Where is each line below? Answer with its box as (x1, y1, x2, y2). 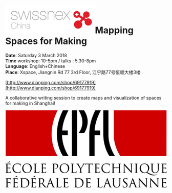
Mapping (95, 25, 134, 36)
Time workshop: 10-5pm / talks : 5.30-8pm (5, 58, 96, 64)
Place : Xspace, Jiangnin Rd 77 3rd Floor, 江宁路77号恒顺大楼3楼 (5, 69, 141, 75)
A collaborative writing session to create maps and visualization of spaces (5, 94, 162, 101)
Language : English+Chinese (5, 63, 66, 69)
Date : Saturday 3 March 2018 (5, 52, 68, 58)
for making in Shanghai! (5, 100, 55, 106)
